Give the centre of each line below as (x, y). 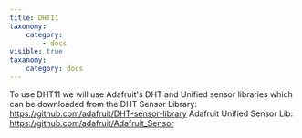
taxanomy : (28, 60)
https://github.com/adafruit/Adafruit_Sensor (92, 123)
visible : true (36, 52)
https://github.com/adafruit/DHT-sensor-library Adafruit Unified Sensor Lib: (151, 113)
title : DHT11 (34, 18)
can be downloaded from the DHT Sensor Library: (104, 103)
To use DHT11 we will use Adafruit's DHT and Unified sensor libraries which (151, 94)
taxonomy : (28, 26)
